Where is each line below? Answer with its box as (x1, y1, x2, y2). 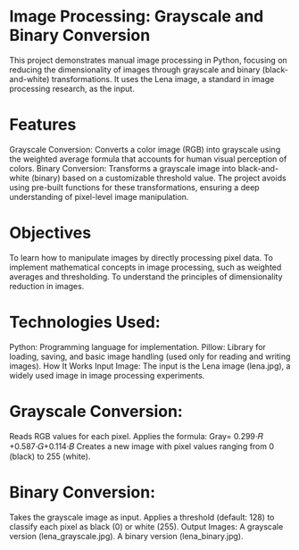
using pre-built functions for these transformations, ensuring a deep (9, 181, 261, 193)
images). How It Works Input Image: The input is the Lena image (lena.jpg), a (9, 360, 291, 371)
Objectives (9, 223, 92, 243)
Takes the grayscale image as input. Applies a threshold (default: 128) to (9, 512, 275, 522)
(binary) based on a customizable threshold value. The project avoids (30, 172, 287, 183)
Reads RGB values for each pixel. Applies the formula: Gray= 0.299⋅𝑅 (9, 430, 263, 441)
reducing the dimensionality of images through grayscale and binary (9, 64, 261, 75)
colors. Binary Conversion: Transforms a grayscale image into (9, 162, 237, 173)
